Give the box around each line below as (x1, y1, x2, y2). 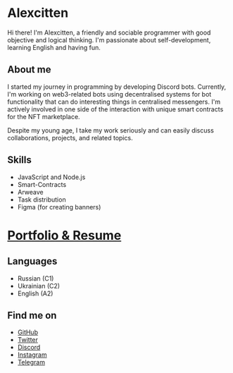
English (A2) (17, 289, 53, 298)
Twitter (17, 336, 39, 344)
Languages (7, 255, 58, 267)
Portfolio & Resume (7, 227, 122, 243)
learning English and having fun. (7, 43, 101, 51)
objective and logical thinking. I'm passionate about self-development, (7, 35, 211, 44)
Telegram (17, 358, 46, 367)
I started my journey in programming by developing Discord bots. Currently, (7, 82, 227, 91)
